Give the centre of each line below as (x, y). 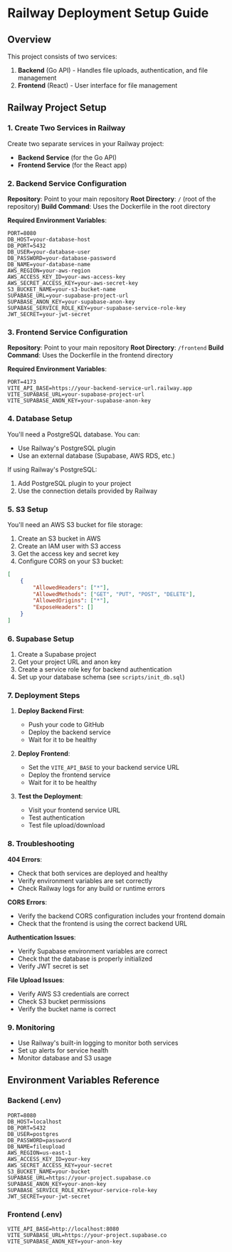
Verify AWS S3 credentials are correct (73, 993)
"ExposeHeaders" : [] (63, 607)
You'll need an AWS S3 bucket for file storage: (75, 524)
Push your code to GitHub (66, 725)
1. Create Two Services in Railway (67, 128)
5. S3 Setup (28, 509)
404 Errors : (25, 859)
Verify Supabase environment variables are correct (93, 951)
